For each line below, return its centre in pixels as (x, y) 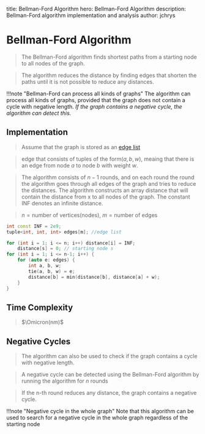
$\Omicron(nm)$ (43, 322)
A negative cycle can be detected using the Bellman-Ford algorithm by (110, 374)
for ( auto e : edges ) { (46, 260)
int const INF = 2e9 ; (34, 226)
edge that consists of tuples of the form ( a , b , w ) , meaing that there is (108, 159)
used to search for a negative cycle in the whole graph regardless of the (97, 417)
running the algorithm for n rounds (65, 381)
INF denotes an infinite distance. (62, 203)
